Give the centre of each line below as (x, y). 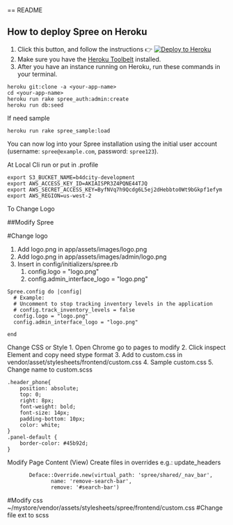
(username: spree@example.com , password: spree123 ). (83, 151)
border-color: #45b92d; (54, 443)
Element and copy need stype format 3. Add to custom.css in (95, 354)
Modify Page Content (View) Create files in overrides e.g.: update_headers (114, 462)
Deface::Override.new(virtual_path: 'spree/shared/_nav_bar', (121, 475)
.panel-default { (32, 437)
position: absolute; (49, 388)
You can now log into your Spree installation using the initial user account (112, 144)
